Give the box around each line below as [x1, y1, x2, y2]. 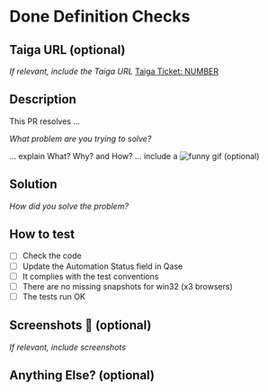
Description [9, 92, 76, 107]
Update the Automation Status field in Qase [22, 261, 183, 272]
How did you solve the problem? [9, 200, 129, 211]
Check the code [22, 250, 83, 262]
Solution [9, 177, 58, 192]
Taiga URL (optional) [9, 42, 126, 58]
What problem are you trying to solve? [9, 133, 152, 144]
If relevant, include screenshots [9, 342, 126, 352]
